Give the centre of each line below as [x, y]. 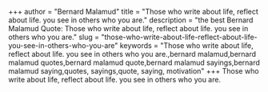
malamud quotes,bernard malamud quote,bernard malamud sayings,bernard [134, 62]
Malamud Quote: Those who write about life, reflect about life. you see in [128, 28]
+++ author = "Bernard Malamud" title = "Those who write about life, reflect [133, 12]
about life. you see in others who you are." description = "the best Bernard [131, 20]
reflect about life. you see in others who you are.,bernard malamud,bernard [132, 54]
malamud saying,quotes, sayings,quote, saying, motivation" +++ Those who [134, 71]
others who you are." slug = [54, 37]
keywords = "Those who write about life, [186, 46]
